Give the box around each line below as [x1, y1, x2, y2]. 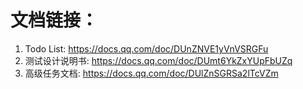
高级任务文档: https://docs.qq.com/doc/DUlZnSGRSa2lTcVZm [24, 67, 279, 79]
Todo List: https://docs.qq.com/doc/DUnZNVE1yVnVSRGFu [24, 42, 269, 55]
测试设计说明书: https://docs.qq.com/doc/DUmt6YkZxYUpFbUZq [24, 54, 293, 66]
